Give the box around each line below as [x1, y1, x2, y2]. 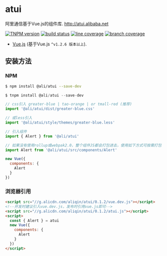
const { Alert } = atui [9, 218, 59, 223]
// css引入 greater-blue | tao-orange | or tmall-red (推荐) [5, 101, 132, 107]
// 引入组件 [5, 129, 27, 134]
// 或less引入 [5, 115, 32, 120]
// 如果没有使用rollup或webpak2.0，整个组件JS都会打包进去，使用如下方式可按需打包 [5, 142, 161, 148]
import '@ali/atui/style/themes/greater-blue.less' [5, 120, 115, 125]
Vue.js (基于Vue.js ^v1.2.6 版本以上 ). [12, 41, 87, 47]
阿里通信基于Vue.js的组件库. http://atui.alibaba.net [5, 20, 108, 26]
